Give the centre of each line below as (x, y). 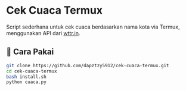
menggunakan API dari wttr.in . (43, 33)
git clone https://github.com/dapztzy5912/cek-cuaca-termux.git (88, 65)
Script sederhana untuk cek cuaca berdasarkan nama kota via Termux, (93, 27)
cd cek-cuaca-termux (32, 71)
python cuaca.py (26, 82)
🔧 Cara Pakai (30, 52)
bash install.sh (26, 77)
